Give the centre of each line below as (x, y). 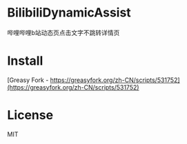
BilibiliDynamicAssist (69, 13)
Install (25, 61)
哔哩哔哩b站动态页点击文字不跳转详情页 (63, 32)
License (30, 115)
